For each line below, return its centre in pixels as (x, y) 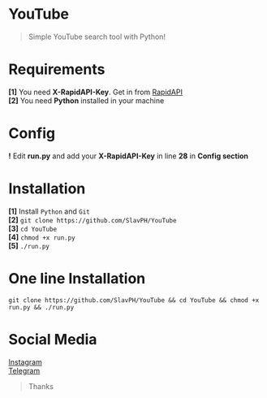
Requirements (57, 69)
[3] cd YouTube (33, 228)
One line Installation (77, 278)
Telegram (24, 370)
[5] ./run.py (29, 245)
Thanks (41, 386)
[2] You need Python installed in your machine (86, 100)
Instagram (25, 361)
